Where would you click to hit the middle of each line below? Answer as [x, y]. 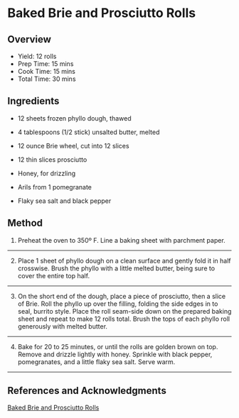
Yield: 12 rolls [37, 56]
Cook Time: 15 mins [47, 71]
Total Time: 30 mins [47, 79]
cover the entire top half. [54, 275]
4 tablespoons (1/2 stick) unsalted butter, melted [89, 132]
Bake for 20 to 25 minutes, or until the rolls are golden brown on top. [118, 346]
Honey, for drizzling [47, 173]
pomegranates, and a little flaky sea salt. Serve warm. [96, 362]
